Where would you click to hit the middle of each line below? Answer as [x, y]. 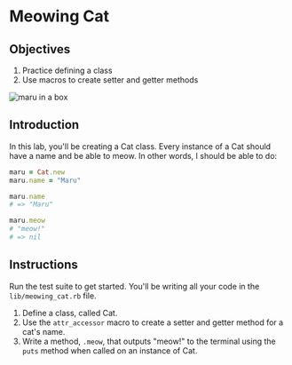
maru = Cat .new [37, 172]
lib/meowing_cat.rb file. [53, 296]
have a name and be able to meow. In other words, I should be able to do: [143, 155]
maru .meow [28, 221]
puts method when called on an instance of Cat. [110, 350]
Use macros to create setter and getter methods [110, 80]
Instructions [43, 265]
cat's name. [43, 331]
